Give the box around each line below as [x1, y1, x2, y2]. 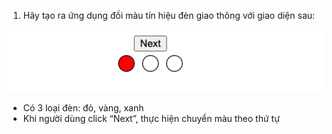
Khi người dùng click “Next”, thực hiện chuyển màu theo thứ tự [22, 112, 280, 124]
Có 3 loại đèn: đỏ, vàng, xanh [22, 101, 145, 114]
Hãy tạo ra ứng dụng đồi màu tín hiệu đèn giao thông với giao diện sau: [22, 10, 316, 21]
